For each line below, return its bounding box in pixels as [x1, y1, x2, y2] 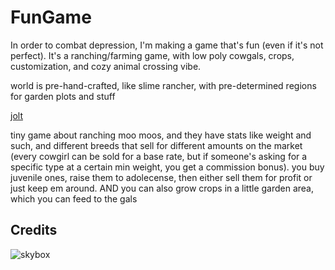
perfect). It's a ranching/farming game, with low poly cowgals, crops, [10, 49, 295, 61]
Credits [10, 222, 58, 239]
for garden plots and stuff [10, 90, 116, 102]
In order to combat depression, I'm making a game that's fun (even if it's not [10, 39, 324, 51]
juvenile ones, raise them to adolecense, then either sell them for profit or [10, 171, 313, 183]
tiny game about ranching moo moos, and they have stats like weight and [10, 129, 312, 141]
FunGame [10, 6, 92, 29]
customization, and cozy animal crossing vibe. [10, 60, 202, 72]
